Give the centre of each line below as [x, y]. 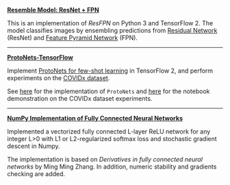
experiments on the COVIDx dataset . [59, 78]
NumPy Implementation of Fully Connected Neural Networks [95, 118]
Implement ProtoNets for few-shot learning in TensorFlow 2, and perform [110, 71]
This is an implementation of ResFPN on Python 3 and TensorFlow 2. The [110, 23]
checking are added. [36, 174]
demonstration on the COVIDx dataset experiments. [80, 98]
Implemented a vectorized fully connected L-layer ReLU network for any [109, 132]
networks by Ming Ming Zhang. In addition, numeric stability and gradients [112, 166]
